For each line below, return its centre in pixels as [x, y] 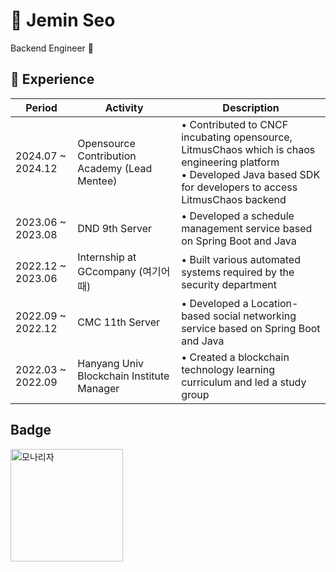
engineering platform [230, 162]
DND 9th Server [115, 228]
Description [251, 107]
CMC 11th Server [119, 322]
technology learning [228, 369]
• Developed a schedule [238, 216]
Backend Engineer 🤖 [52, 48]
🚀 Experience [52, 79]
